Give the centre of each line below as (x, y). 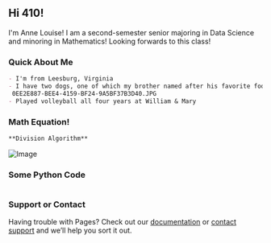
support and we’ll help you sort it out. (70, 231)
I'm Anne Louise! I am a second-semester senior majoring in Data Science (131, 32)
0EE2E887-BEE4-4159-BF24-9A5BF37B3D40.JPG (84, 93)
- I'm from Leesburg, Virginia (61, 79)
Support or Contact (47, 204)
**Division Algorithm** (48, 138)
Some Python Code (47, 175)
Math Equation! (39, 121)
